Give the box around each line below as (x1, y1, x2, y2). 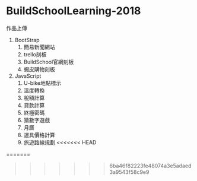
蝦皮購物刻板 (23, 65, 55, 72)
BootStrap (14, 36, 40, 43)
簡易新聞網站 (23, 43, 55, 50)
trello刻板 (23, 50, 47, 58)
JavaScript (14, 72, 42, 80)
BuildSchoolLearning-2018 (6, 4, 141, 18)
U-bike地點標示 (23, 79, 61, 87)
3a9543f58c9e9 (109, 168, 150, 176)
